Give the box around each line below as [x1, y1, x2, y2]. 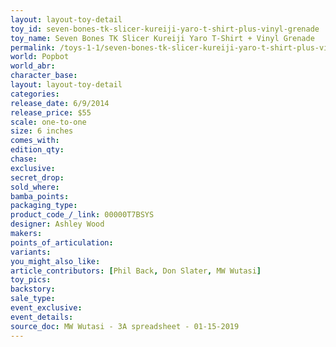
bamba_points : [10, 191, 70, 201]
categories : [10, 89, 60, 99]
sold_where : [10, 182, 60, 192]
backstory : [10, 284, 56, 295]
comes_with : [10, 136, 60, 146]
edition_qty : [10, 145, 65, 155]
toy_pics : [10, 275, 52, 285]
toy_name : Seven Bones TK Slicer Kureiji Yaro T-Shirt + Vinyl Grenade [10, 33, 315, 43]
